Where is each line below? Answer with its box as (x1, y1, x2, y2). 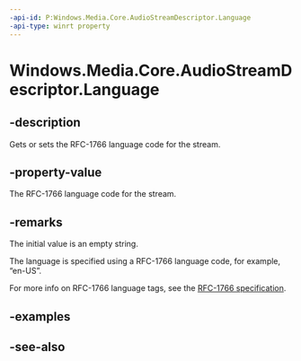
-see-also (9, 339, 66, 355)
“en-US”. (9, 266, 42, 277)
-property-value (9, 164, 102, 180)
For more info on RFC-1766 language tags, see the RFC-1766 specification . (9, 283, 287, 294)
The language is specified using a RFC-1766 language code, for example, (9, 256, 281, 267)
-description (9, 115, 81, 130)
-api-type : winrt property (9, 22, 111, 31)
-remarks (9, 215, 63, 230)
